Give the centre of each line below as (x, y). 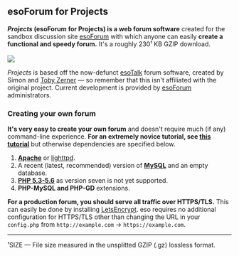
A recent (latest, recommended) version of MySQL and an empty (113, 166)
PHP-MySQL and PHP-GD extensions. (74, 188)
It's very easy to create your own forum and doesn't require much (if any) (117, 129)
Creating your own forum (52, 113)
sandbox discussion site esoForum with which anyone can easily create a (115, 36)
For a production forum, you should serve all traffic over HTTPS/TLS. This (118, 202)
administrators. (30, 95)
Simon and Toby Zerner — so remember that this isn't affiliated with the (112, 80)
